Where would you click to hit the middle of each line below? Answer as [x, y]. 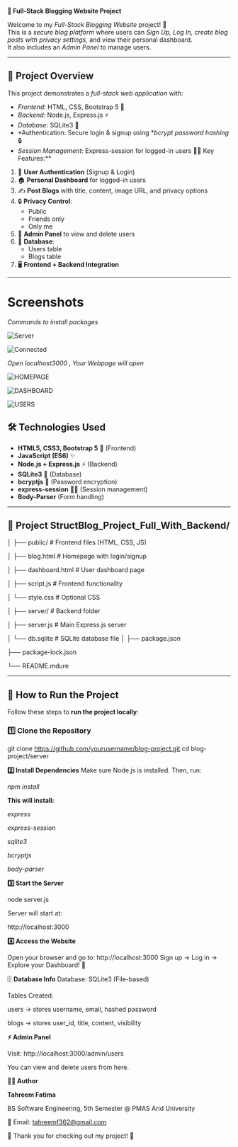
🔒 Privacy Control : [45, 201]
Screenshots [46, 302]
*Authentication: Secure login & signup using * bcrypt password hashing [123, 132]
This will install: [31, 801]
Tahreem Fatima [32, 1095]
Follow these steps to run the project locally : [73, 712]
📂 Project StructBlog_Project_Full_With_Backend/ [119, 525]
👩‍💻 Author [23, 1081]
